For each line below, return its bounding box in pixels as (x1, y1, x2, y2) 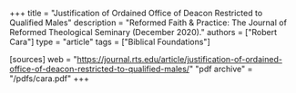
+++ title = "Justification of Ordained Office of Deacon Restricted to (9, 8, 263, 18)
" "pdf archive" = (189, 63, 253, 74)
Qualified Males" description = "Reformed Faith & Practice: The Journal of (9, 17, 287, 28)
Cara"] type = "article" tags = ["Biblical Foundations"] (9, 36, 211, 47)
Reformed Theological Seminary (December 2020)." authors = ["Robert (9, 27, 278, 37)
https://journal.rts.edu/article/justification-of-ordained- (77, 54, 282, 64)
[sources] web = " (9, 54, 77, 64)
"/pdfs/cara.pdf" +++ (9, 73, 89, 84)
